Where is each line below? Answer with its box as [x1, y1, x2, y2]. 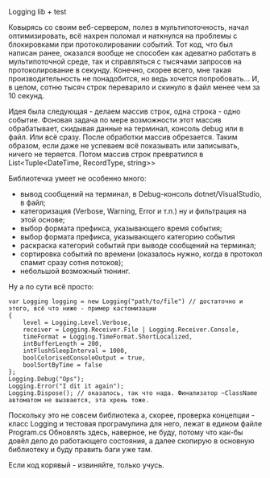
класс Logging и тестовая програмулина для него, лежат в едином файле [8, 419, 263, 428]
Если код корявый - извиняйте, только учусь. [8, 460, 165, 470]
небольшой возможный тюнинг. [19, 266, 131, 276]
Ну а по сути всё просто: [8, 282, 94, 291]
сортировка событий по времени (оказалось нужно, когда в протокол [19, 249, 263, 259]
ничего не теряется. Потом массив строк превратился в [8, 149, 204, 159]
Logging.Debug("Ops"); [8, 375, 85, 383]
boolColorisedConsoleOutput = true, [23, 354, 147, 362]
